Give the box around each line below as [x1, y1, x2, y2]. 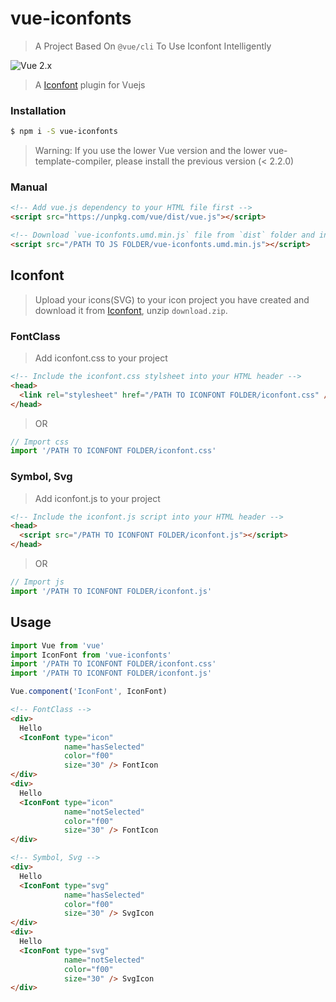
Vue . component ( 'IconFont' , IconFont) [10, 687, 168, 697]
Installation [10, 103, 67, 117]
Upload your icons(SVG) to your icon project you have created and [34, 293, 310, 306]
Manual [10, 180, 48, 194]
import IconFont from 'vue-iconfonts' [10, 650, 172, 660]
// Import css [10, 437, 70, 447]
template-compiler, [34, 155, 114, 167]
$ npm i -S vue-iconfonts [10, 127, 118, 137]
